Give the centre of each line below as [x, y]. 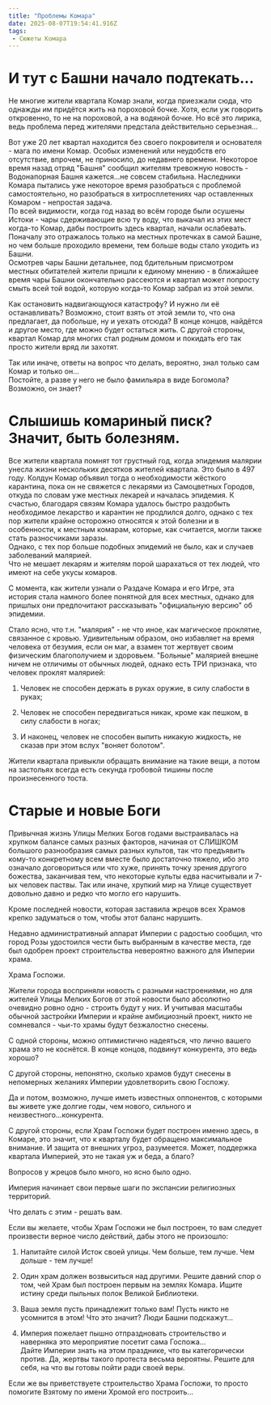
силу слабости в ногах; [60, 722]
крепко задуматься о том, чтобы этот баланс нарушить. [106, 918]
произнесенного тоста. [49, 778]
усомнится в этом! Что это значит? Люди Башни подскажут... [127, 1318]
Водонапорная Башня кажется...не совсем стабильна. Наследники [125, 177]
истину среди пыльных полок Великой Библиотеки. [109, 1293]
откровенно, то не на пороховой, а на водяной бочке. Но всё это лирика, [135, 118]
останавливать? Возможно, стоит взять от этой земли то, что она [122, 313]
